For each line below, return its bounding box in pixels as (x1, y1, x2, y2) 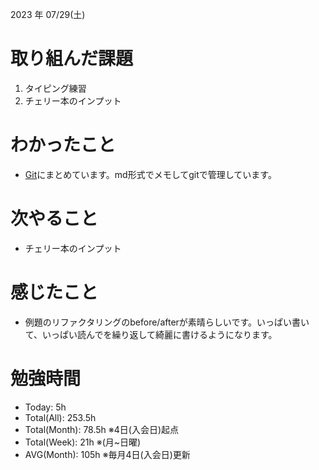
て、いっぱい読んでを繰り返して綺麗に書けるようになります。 (24, 328, 278, 340)
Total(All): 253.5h (24, 411, 97, 423)
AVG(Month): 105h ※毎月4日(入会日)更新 (24, 448, 191, 460)
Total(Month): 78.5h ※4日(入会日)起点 (24, 423, 180, 435)
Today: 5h (24, 401, 67, 413)
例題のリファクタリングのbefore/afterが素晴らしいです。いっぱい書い (24, 316, 310, 328)
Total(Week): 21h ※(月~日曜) (24, 436, 142, 448)
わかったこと (10, 134, 117, 157)
